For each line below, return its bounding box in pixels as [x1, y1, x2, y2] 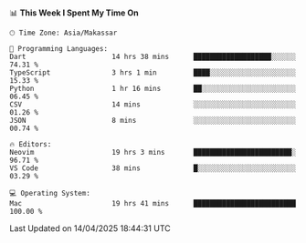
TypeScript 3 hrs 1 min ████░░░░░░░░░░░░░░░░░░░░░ [9, 68, 297, 77]
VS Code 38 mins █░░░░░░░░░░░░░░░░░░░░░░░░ [9, 164, 297, 173]
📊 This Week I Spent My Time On [9, 7, 139, 18]
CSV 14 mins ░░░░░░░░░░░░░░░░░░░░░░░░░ [9, 100, 297, 109]
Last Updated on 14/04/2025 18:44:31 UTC [9, 223, 171, 234]
